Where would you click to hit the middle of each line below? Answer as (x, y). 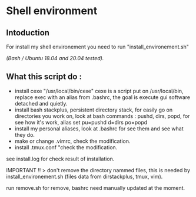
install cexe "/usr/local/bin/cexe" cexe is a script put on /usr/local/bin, (99, 91)
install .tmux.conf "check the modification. (66, 147)
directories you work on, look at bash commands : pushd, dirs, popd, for (102, 116)
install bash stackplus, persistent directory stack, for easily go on (94, 110)
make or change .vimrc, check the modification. (72, 141)
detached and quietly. (41, 103)
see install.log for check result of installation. (60, 159)
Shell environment (52, 11)
